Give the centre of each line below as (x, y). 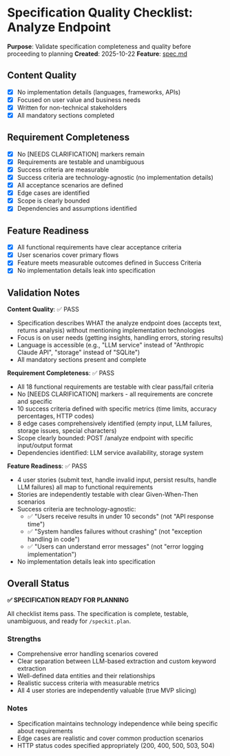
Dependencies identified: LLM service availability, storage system (110, 453)
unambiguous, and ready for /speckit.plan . (69, 621)
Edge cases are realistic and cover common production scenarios (110, 738)
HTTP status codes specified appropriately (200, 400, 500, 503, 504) (116, 745)
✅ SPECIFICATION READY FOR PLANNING (68, 600)
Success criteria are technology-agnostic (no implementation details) (115, 177)
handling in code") (54, 540)
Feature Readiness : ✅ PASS (47, 466)
